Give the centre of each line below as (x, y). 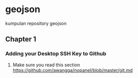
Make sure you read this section (46, 65)
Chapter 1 (21, 39)
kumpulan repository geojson (36, 23)
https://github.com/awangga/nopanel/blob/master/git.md (73, 70)
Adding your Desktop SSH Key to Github (56, 54)
